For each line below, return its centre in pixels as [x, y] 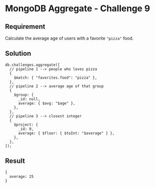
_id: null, [29, 99]
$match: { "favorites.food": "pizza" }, [55, 78]
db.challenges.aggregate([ [33, 65]
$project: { [26, 125]
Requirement [25, 27]
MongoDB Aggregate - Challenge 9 [77, 9]
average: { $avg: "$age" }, [47, 103]
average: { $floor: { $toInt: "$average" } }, [66, 133]
